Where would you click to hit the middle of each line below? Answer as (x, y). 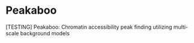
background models (45, 33)
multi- (181, 27)
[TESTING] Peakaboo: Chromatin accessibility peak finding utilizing (89, 27)
